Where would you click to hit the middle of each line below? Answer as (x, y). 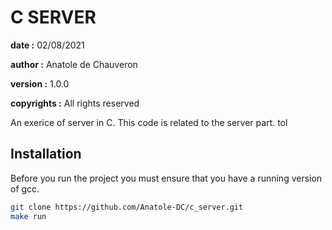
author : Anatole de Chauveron (74, 64)
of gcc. (25, 188)
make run (28, 216)
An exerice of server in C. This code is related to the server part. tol (149, 122)
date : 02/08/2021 (47, 45)
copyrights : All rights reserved (75, 103)
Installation (46, 154)
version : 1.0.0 (40, 83)
